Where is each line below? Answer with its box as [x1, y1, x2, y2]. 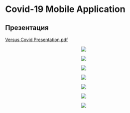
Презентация [5, 23, 49, 32]
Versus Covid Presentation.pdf [5, 36, 68, 42]
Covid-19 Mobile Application [5, 3, 126, 15]
